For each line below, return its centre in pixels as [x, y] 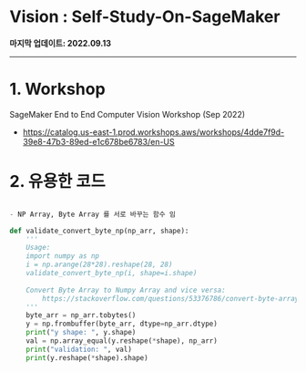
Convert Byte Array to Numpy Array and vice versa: [126, 290]
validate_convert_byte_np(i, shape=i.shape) [112, 274]
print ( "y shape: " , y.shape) [81, 333]
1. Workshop [58, 89]
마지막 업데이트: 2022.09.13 [61, 43]
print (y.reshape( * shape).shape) [87, 357]
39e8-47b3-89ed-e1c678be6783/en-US [98, 141]
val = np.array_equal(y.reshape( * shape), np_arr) [122, 341]
